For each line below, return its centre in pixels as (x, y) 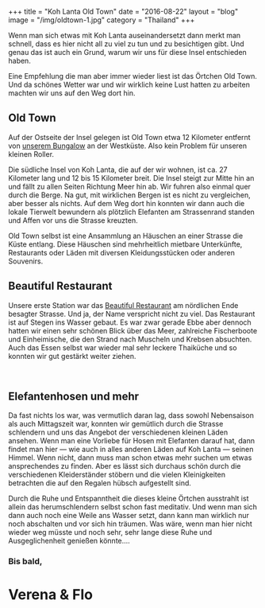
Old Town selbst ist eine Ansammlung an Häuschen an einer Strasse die (126, 236)
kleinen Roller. (31, 154)
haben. (20, 60)
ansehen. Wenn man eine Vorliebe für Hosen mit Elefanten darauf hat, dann (132, 441)
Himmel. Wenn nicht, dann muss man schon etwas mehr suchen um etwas (130, 458)
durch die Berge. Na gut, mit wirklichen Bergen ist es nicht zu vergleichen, (130, 195)
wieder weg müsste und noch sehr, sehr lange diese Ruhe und (110, 532)
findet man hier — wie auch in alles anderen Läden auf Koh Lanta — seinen (131, 450)
